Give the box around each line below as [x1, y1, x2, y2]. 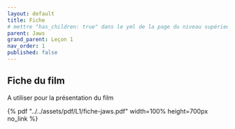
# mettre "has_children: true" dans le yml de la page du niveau [7, 23, 201, 30]
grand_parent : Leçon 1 [7, 36, 73, 43]
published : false [7, 50, 58, 56]
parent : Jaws [7, 29, 45, 37]
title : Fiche [7, 17, 45, 24]
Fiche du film [7, 75, 65, 87]
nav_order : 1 [7, 43, 45, 50]
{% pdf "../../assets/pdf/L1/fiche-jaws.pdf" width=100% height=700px [7, 107, 208, 115]
